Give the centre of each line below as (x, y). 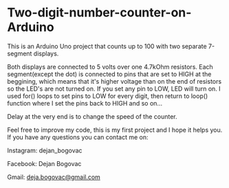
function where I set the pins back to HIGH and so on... (85, 103)
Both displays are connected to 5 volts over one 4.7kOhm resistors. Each (110, 67)
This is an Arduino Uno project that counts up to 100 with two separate (107, 46)
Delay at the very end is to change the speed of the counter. (92, 116)
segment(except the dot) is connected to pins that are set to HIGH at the (109, 74)
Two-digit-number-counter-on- (99, 13)
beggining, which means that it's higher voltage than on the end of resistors (115, 81)
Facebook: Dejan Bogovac (44, 163)
